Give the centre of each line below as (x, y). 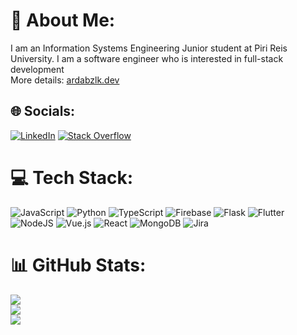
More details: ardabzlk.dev (65, 80)
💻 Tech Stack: (72, 177)
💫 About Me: (63, 20)
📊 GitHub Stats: (78, 265)
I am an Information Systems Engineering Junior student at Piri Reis (149, 48)
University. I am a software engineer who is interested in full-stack (147, 58)
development (37, 69)
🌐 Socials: (43, 111)
